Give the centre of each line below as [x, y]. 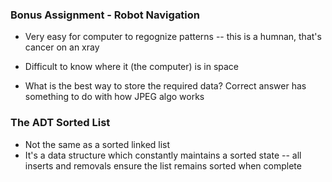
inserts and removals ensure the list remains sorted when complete [163, 165]
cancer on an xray [62, 47]
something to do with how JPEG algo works [114, 97]
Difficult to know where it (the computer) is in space [132, 67]
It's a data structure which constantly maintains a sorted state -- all [163, 155]
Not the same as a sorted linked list [97, 144]
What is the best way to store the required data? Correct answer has [165, 86]
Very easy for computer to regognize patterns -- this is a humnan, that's [173, 37]
